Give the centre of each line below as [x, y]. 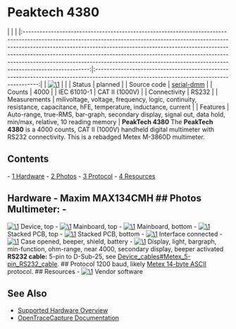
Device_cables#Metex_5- [154, 256]
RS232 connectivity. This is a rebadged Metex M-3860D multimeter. [106, 137]
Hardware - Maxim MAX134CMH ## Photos [105, 198]
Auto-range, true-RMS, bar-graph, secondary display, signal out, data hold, [116, 114]
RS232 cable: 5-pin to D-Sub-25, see [62, 256]
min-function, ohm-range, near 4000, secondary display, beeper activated [116, 249]
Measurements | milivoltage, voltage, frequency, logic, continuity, [102, 99]
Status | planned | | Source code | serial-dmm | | [143, 84]
